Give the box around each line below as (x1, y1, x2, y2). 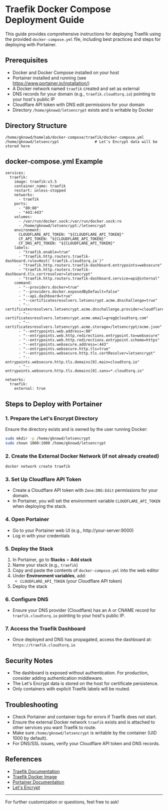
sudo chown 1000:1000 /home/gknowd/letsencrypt (5, 440, 106, 445)
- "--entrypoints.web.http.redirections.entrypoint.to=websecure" (18, 333, 160, 338)
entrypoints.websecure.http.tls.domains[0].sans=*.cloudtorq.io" (5, 369, 144, 374)
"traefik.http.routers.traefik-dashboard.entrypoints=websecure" (23, 263, 162, 268)
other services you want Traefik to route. (12, 725, 96, 731)
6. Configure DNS (5, 596, 48, 603)
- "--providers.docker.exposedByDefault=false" (18, 289, 120, 295)
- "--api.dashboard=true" (18, 294, 72, 299)
